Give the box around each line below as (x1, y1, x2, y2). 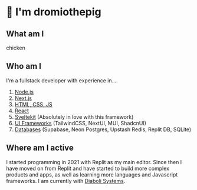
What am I (6, 29, 44, 39)
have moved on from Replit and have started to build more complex (6, 165, 170, 172)
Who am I (6, 61, 41, 71)
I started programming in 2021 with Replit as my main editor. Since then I (6, 158, 182, 165)
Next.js (14, 94, 32, 102)
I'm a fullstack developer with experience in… (6, 76, 117, 84)
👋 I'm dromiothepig (6, 5, 101, 19)
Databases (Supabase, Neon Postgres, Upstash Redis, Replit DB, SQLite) (14, 126, 192, 133)
